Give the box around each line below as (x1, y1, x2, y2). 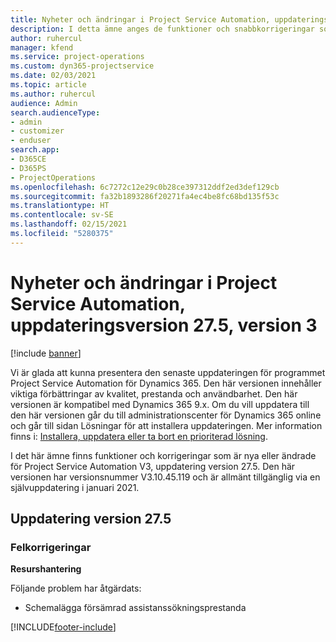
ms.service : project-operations (10, 52, 145, 62)
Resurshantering (10, 563, 82, 575)
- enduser (10, 136, 52, 146)
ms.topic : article (10, 80, 87, 90)
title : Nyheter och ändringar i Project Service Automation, (10, 14, 271, 25)
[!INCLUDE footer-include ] (10, 621, 117, 633)
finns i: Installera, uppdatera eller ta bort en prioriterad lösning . (10, 430, 268, 442)
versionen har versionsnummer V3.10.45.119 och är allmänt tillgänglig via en (10, 471, 321, 483)
